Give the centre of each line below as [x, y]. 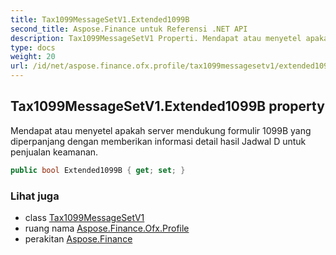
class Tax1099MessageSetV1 [84, 217]
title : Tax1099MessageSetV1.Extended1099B [100, 19]
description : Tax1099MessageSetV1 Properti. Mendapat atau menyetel [156, 38]
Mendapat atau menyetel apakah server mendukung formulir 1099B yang [161, 130]
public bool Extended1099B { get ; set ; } [98, 170]
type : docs [33, 47]
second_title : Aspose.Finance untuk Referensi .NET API [129, 29]
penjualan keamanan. [54, 152]
